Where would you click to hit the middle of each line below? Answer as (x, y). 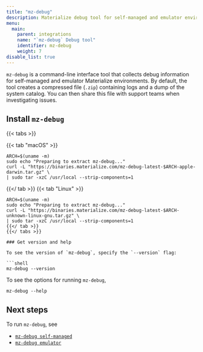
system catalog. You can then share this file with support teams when (93, 93)
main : (19, 29)
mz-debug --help (27, 291)
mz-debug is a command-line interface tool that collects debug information (98, 74)
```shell (17, 264)
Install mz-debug (35, 119)
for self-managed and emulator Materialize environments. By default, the (97, 81)
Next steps (27, 310)
